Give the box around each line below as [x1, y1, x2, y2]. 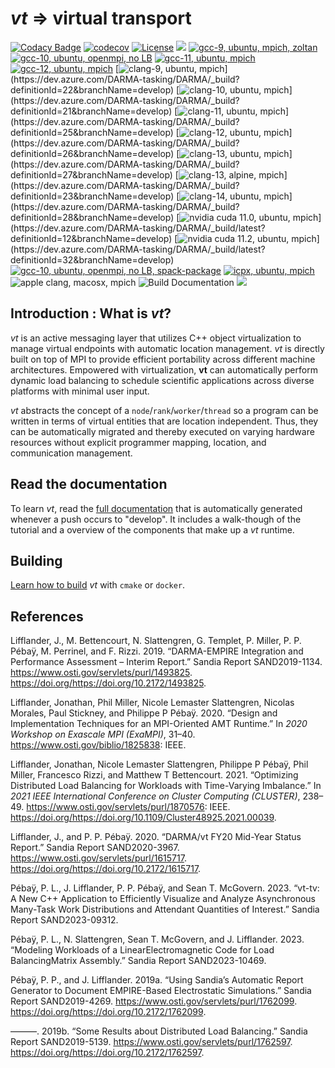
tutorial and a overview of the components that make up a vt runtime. [10, 523, 295, 536]
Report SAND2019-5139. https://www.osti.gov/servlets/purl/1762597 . [10, 1036, 293, 1048]
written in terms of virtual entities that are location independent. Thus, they [10, 415, 319, 427]
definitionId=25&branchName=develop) [10, 126, 174, 138]
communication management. [10, 447, 133, 459]
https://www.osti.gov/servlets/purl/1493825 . [10, 667, 193, 679]
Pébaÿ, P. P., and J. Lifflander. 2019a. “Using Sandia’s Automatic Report [10, 974, 304, 986]
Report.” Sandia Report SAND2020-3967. [10, 842, 180, 854]
